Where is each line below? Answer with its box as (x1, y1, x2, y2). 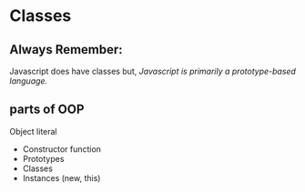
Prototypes (22, 153, 65, 164)
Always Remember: (9, 42, 123, 57)
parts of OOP (9, 102, 85, 117)
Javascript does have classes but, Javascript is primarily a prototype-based (9, 66, 296, 76)
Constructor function (22, 143, 102, 155)
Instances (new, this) (22, 172, 101, 183)
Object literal (9, 126, 57, 136)
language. (9, 76, 48, 86)
